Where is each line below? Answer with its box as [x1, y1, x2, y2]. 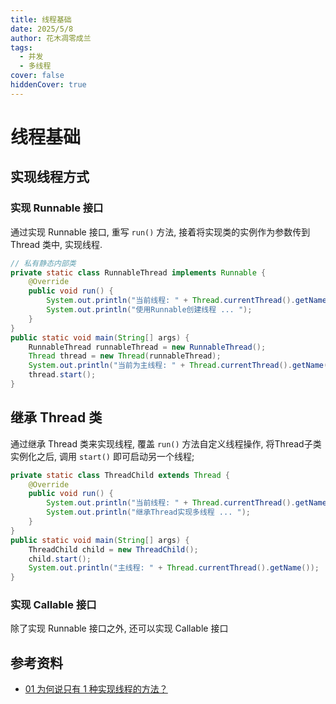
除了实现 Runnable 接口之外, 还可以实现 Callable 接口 [10, 622, 229, 635]
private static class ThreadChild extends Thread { [10, 470, 230, 480]
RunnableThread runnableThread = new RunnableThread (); [28, 342, 267, 352]
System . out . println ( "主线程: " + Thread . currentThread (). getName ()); [28, 563, 320, 573]
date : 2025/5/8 [10, 24, 74, 34]
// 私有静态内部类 [10, 258, 77, 268]
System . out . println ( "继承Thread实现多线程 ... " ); [46, 507, 251, 518]
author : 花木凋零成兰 [10, 33, 92, 43]
